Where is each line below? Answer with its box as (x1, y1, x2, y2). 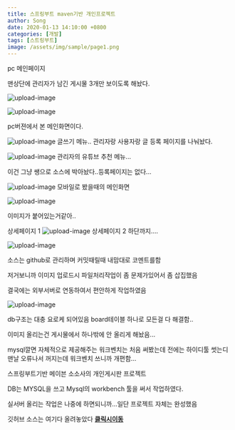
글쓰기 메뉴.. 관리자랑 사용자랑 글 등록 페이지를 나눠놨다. (56, 137, 213, 145)
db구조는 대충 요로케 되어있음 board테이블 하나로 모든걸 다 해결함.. (7, 315, 194, 323)
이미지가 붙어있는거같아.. (7, 212, 76, 220)
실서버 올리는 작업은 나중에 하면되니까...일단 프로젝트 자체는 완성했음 (7, 400, 198, 408)
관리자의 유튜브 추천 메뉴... (56, 153, 132, 160)
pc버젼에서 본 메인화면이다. (7, 122, 84, 130)
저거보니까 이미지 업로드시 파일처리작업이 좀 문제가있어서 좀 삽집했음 (7, 271, 198, 279)
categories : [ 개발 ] (7, 30, 63, 38)
